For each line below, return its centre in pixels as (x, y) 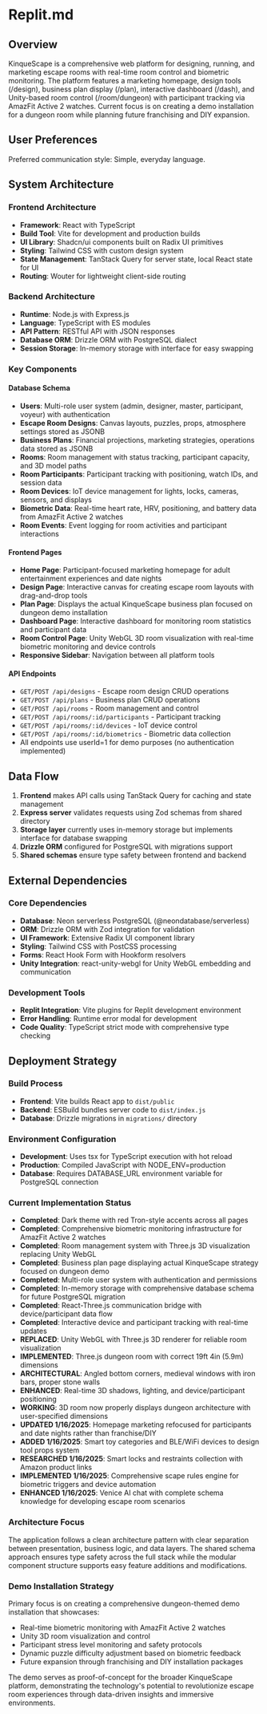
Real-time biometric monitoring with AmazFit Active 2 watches (123, 1627)
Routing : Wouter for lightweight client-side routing (103, 276)
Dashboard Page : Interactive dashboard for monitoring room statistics (135, 621)
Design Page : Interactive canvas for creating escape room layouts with (137, 587)
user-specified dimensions (64, 1416)
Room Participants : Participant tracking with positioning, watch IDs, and (139, 474)
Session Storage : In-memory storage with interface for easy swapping (136, 348)
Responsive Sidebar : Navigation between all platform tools (117, 655)
